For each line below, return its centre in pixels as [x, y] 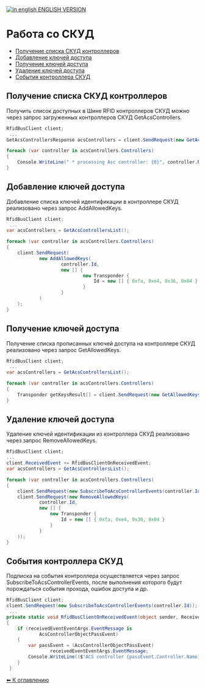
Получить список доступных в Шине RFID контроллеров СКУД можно [98, 110]
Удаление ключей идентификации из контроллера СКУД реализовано [98, 434]
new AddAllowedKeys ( [65, 258]
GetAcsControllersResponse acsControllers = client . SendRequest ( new [95, 140]
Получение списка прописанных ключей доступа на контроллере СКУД [101, 343]
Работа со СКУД [50, 34]
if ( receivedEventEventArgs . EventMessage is [75, 629]
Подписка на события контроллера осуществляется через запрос [93, 576]
